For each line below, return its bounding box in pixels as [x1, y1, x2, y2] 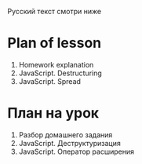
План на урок [7, 104, 100, 122]
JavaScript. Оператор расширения [18, 147, 135, 156]
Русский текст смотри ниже [7, 7, 102, 16]
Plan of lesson [7, 35, 102, 52]
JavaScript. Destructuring [18, 68, 103, 78]
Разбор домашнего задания [18, 129, 113, 140]
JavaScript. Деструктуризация [18, 138, 121, 148]
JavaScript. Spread [18, 76, 82, 86]
